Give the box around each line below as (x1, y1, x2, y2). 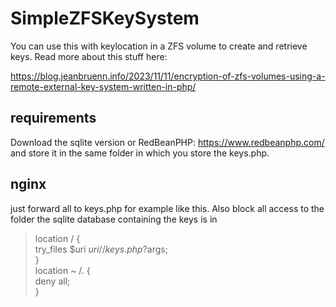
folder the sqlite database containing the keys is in (10, 213, 218, 225)
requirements (10, 110, 97, 127)
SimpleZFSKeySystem (10, 7, 200, 30)
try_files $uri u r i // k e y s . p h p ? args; (34, 243, 168, 255)
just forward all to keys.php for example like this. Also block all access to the (10, 202, 325, 214)
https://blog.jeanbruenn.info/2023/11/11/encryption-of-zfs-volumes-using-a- (10, 70, 326, 82)
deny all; (34, 275, 71, 287)
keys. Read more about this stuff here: (10, 50, 168, 62)
